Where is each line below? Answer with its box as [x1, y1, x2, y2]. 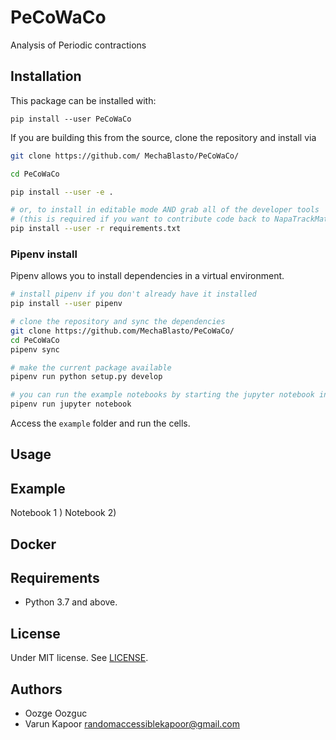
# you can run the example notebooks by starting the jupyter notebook [10, 390, 315, 400]
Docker [10, 536, 57, 553]
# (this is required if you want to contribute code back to [10, 214, 271, 225]
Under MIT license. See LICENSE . [10, 652, 149, 664]
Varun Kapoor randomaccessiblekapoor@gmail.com [24, 718, 241, 730]
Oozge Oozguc [24, 707, 88, 720]
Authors [10, 681, 63, 698]
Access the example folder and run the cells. [10, 417, 191, 430]
